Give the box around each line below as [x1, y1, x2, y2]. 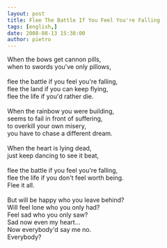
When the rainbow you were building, [7, 107, 115, 116]
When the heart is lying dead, [7, 144, 92, 153]
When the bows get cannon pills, [7, 55, 102, 63]
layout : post [7, 10, 45, 17]
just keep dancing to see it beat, [7, 151, 100, 160]
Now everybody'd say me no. [7, 226, 92, 234]
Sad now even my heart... [7, 218, 81, 226]
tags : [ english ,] [7, 23, 58, 30]
